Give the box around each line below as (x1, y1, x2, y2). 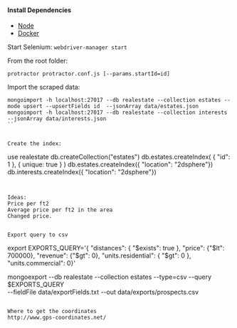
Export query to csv (7, 231, 69, 238)
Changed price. (7, 213, 53, 220)
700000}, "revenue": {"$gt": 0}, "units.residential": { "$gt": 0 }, (7, 251, 191, 260)
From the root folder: (7, 57, 68, 65)
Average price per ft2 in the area (7, 206, 113, 213)
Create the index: (7, 140, 62, 147)
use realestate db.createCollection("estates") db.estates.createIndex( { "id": (7, 153, 231, 162)
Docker (17, 29, 40, 38)
